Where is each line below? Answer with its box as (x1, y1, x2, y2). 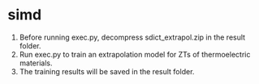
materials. (19, 58, 53, 68)
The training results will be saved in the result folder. (19, 66, 195, 76)
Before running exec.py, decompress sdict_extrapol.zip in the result (19, 32, 245, 42)
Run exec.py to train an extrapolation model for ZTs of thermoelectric (19, 49, 251, 59)
